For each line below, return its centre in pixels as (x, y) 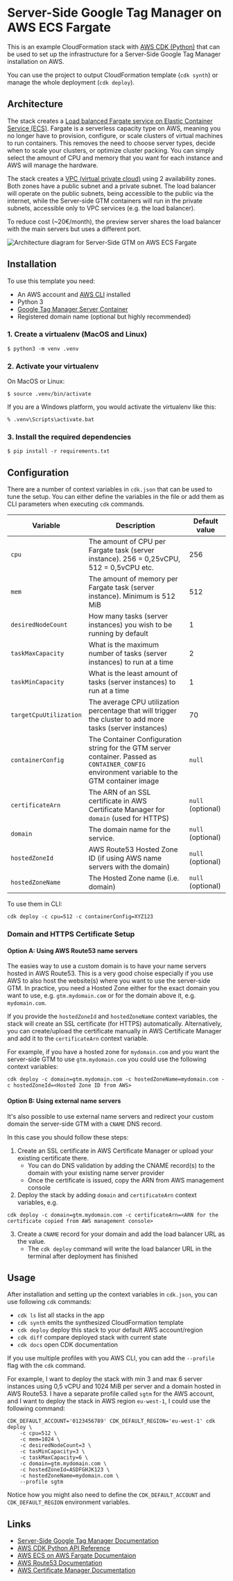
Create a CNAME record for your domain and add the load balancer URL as (121, 1234)
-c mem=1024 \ (40, 1439)
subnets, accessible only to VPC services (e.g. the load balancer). (101, 208)
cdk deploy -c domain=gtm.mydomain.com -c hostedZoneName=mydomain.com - (116, 1080)
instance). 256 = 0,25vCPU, (135, 559)
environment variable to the (133, 772)
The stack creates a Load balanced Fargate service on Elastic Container (110, 121)
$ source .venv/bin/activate (49, 394)
